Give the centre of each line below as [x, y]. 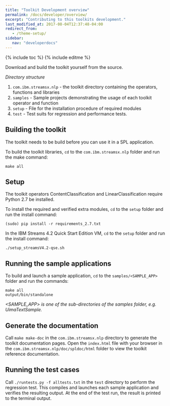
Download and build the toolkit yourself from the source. [64, 67]
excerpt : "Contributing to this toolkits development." [65, 19]
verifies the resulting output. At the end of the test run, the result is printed [83, 393]
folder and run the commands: [37, 281]
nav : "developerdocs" [35, 43]
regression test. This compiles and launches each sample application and [82, 387]
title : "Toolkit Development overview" [47, 10]
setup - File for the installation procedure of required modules [77, 108]
